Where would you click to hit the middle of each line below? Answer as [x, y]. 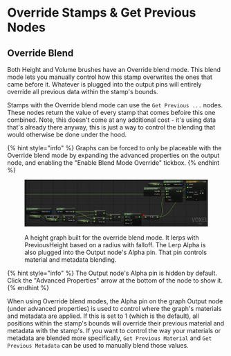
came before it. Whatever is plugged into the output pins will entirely [104, 84]
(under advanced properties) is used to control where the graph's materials [114, 308]
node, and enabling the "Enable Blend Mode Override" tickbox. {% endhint [113, 163]
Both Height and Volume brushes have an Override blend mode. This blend [114, 70]
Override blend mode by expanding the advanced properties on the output [113, 155]
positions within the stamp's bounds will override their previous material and [116, 323]
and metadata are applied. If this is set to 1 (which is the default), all [103, 316]
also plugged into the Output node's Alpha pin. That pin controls [116, 252]
